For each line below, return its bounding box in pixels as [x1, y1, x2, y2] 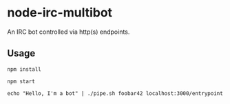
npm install [7, 65, 41, 73]
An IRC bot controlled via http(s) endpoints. [7, 28, 130, 36]
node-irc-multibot [7, 5, 112, 21]
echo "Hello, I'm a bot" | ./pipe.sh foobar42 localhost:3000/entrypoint [7, 90, 224, 97]
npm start [7, 78, 36, 85]
